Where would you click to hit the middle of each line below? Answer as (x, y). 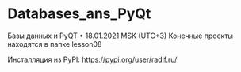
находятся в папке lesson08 (55, 44)
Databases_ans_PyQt (79, 14)
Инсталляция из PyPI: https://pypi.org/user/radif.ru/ (92, 59)
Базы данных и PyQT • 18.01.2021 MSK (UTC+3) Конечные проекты (120, 36)
